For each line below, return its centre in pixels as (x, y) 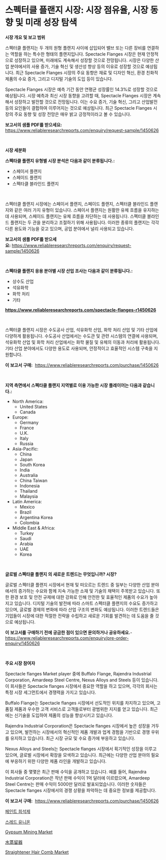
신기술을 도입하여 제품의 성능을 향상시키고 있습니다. (64, 715)
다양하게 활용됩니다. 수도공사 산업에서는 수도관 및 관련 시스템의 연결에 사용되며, (82, 336)
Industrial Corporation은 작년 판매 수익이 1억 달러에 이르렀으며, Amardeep (78, 778)
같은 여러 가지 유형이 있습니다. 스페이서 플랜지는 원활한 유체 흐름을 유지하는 (87, 210)
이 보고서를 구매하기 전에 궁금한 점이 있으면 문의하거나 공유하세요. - (69, 632)
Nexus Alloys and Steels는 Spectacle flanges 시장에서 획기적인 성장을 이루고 (81, 749)
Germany (29, 422)
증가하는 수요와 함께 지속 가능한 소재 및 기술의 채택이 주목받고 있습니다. (87, 591)
